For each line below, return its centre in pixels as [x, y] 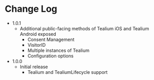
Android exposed [38, 34]
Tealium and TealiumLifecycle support [68, 72]
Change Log [31, 9]
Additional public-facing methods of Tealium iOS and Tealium [84, 28]
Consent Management [51, 39]
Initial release [34, 67]
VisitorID [37, 45]
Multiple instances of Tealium [59, 50]
